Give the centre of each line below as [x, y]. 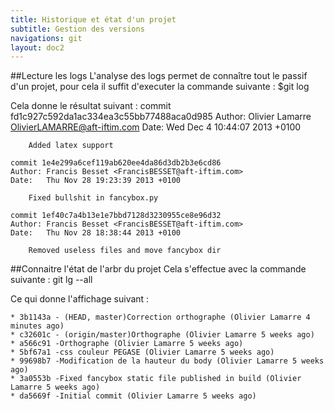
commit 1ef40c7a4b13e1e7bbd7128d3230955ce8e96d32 [116, 216]
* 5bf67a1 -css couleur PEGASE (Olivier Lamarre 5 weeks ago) [142, 352]
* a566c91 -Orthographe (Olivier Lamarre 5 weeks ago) [127, 344]
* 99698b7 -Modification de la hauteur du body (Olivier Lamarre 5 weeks [167, 361]
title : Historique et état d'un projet [93, 19]
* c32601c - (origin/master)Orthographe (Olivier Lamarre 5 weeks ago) [162, 335]
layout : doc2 [37, 47]
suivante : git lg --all [51, 280]
